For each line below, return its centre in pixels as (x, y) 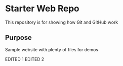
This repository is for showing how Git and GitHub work (61, 22)
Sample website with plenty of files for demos (52, 49)
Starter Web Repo (42, 9)
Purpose (19, 38)
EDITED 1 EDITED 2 (25, 59)
